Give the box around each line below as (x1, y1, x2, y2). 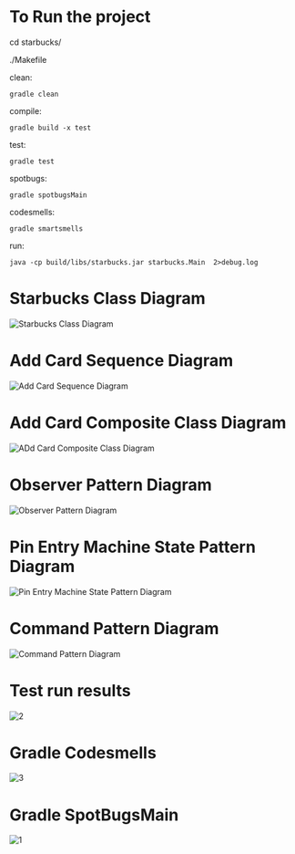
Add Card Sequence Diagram (9, 350, 234, 371)
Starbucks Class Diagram (9, 288, 207, 309)
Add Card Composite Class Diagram (9, 412, 287, 432)
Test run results (9, 680, 131, 701)
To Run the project (9, 6, 151, 27)
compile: (9, 105, 43, 116)
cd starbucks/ (9, 36, 62, 47)
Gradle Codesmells (9, 742, 157, 763)
